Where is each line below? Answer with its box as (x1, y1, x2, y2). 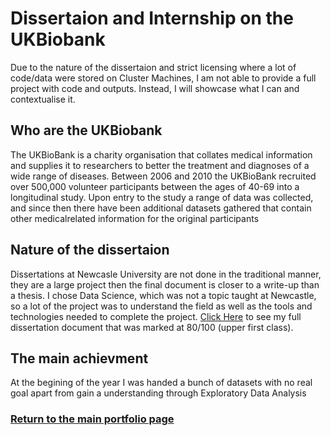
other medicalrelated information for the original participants (10, 212, 260, 224)
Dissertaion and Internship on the (10, 7, 294, 30)
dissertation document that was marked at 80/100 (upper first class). (10, 321, 294, 333)
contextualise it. (10, 93, 76, 105)
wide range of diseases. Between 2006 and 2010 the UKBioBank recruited (10, 170, 317, 182)
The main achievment (10, 350, 149, 367)
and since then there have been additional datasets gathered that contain (10, 202, 312, 214)
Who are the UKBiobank (10, 122, 163, 139)
